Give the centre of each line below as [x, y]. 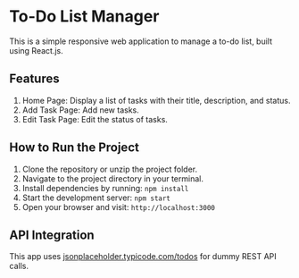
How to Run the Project [75, 148]
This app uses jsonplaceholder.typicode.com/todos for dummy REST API [143, 257]
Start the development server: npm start [96, 198]
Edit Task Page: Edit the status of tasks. [95, 119]
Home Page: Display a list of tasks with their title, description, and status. [156, 100]
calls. [19, 266]
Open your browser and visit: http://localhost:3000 [119, 206]
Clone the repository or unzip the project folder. [110, 169]
